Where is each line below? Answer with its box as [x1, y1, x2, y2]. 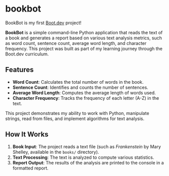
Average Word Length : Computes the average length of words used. [12, 89, 156, 96]
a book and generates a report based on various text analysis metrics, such [5, 35, 162, 41]
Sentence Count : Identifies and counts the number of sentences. [12, 84, 149, 90]
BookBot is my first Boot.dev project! [5, 20, 82, 26]
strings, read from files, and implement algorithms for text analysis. [5, 115, 145, 122]
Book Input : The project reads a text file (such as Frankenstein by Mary [12, 143, 161, 149]
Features [5, 66, 34, 74]
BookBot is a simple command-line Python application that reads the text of [5, 29, 163, 35]
